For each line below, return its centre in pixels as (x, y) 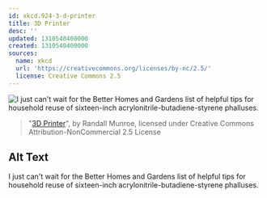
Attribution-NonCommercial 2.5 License (95, 132)
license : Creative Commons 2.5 (68, 76)
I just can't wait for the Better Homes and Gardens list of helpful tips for (127, 177)
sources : (23, 53)
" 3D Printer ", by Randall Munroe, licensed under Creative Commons (141, 123)
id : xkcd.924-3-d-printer (52, 16)
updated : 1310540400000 (49, 38)
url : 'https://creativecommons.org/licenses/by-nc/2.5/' (114, 69)
